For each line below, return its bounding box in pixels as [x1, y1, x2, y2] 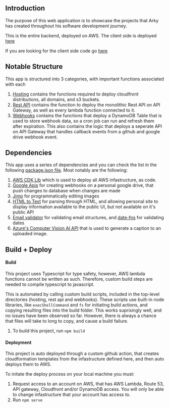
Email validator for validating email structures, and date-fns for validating [12, 215, 164, 221]
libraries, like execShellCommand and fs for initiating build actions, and [5, 302, 148, 308]
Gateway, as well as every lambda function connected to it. [12, 107, 135, 113]
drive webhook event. [12, 134, 58, 140]
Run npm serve [12, 397, 43, 403]
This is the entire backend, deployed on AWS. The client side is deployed [5, 32, 157, 38]
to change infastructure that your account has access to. [12, 391, 131, 398]
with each [5, 81, 26, 87]
